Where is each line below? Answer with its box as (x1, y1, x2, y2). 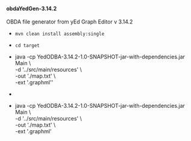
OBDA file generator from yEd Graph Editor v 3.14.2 (6, 18, 133, 25)
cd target (14, 43, 40, 49)
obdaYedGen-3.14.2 (6, 5, 57, 12)
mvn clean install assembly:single (14, 31, 105, 37)
